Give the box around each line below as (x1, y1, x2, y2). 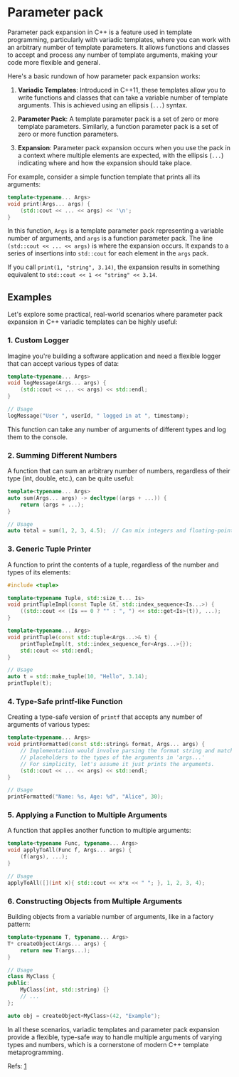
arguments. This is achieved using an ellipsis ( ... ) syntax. (17, 100, 188, 109)
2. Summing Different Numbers (7, 450, 117, 460)
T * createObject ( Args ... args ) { (7, 940, 107, 947)
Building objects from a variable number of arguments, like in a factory (7, 913, 214, 921)
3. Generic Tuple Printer (7, 544, 92, 554)
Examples (7, 291, 52, 303)
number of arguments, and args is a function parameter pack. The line (7, 234, 213, 243)
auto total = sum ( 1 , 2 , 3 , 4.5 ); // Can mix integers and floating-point (7, 527, 234, 535)
